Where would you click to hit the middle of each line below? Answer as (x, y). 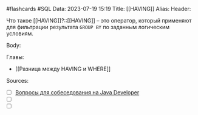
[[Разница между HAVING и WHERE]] (63, 69)
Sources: (18, 81)
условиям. (20, 33)
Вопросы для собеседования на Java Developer (77, 92)
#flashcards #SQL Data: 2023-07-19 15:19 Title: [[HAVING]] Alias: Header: (99, 9)
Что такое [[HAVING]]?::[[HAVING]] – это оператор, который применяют (99, 20)
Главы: (15, 57)
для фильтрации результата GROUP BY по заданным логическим (88, 27)
